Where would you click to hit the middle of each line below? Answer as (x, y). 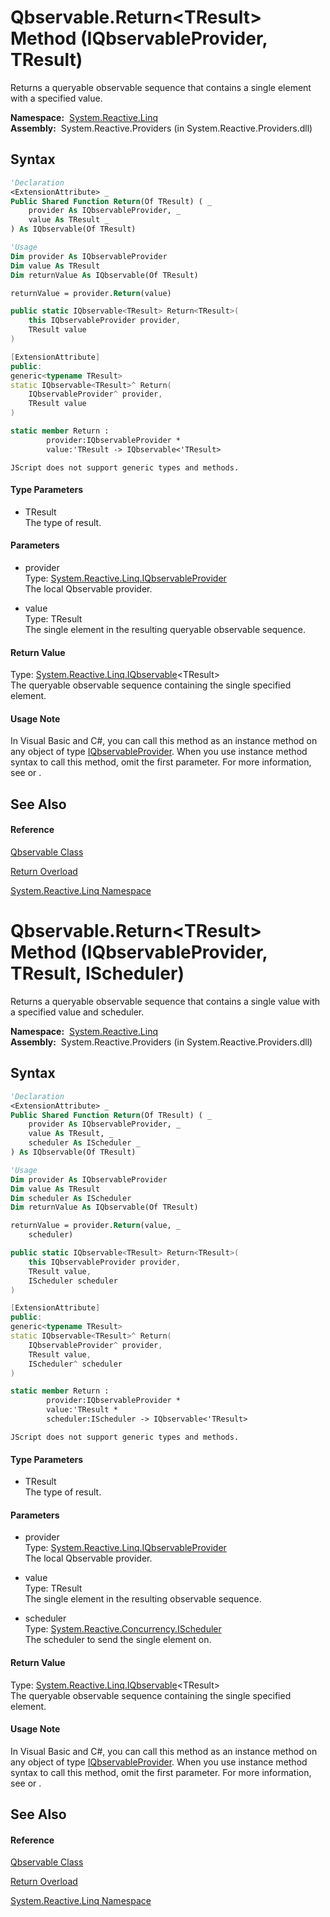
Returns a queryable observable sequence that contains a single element (161, 87)
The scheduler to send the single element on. (118, 1640)
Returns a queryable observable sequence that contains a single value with (165, 1001)
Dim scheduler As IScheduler (71, 1198)
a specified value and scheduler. (77, 1012)
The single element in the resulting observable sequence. (143, 1599)
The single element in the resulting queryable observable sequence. (165, 630)
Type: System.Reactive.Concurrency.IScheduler (123, 1629)
